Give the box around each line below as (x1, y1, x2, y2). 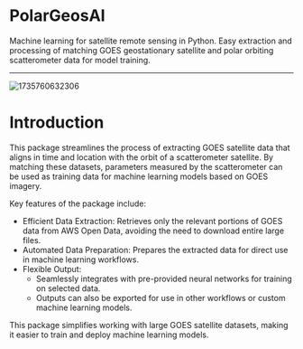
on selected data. (35, 282, 101, 294)
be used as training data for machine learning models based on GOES (9, 171, 269, 182)
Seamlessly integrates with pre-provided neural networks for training (35, 273, 293, 284)
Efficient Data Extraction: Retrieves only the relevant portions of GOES (22, 215, 283, 226)
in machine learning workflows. (22, 254, 140, 265)
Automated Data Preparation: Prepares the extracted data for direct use (22, 244, 289, 255)
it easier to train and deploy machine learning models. (9, 329, 209, 340)
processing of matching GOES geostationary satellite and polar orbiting (9, 44, 274, 55)
